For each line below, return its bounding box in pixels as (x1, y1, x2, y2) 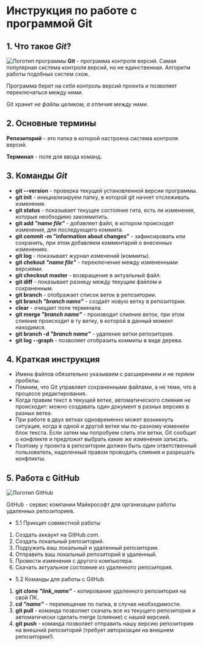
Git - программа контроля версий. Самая (67, 58, 177, 64)
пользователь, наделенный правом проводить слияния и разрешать (15, 448, 195, 456)
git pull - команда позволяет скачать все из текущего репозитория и (15, 607, 196, 614)
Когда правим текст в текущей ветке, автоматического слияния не (15, 396, 191, 404)
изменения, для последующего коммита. (15, 226, 124, 233)
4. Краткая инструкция (6, 355, 100, 365)
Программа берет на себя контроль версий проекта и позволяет (6, 82, 177, 89)
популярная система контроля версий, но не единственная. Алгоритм (6, 64, 191, 71)
